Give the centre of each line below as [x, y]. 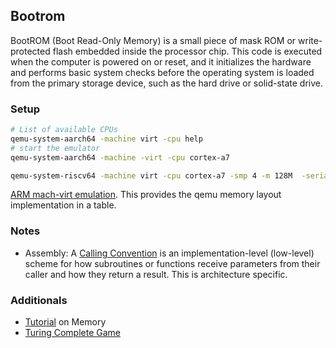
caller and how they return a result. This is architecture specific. [156, 274]
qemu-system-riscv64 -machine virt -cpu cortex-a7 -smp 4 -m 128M [151, 175]
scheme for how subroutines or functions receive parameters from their [172, 263]
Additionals [39, 300]
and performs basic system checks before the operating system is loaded [162, 72]
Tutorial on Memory [65, 322]
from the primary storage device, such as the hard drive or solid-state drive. [167, 83]
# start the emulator [55, 148]
